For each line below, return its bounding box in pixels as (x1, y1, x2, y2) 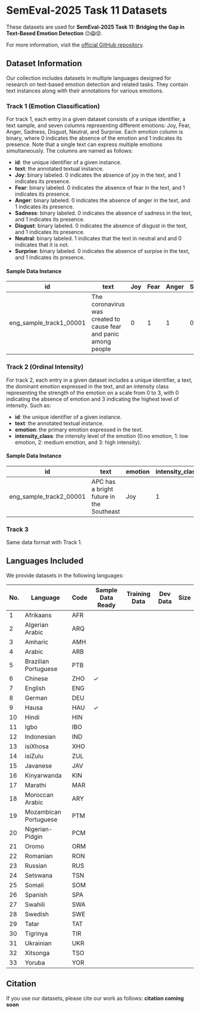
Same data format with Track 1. (6, 539, 82, 546)
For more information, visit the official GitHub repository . (6, 41, 145, 48)
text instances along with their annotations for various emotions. (6, 87, 164, 94)
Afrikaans (24, 611, 52, 619)
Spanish (24, 890, 48, 898)
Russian (24, 861, 48, 870)
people (91, 345, 111, 353)
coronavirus (91, 300, 125, 308)
